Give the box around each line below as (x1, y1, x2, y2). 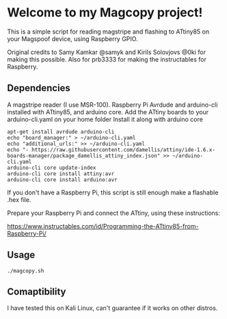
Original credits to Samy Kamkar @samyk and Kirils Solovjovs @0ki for (7, 48, 206, 56)
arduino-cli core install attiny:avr (7, 170, 115, 177)
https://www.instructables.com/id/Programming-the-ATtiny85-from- (7, 222, 199, 230)
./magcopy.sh (7, 267, 44, 275)
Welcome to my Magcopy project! (7, 5, 203, 21)
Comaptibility (7, 285, 66, 297)
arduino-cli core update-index (7, 164, 96, 171)
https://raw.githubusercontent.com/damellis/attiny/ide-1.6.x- (31, 146, 215, 153)
